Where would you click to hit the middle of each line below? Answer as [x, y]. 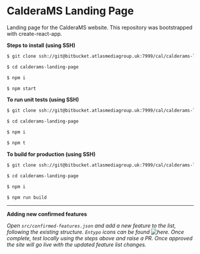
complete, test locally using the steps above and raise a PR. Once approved [100, 239]
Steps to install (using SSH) [41, 45]
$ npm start [21, 88]
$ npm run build [27, 197]
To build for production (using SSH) [51, 154]
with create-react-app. [34, 33]
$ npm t [16, 143]
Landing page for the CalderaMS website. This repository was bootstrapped [100, 27]
